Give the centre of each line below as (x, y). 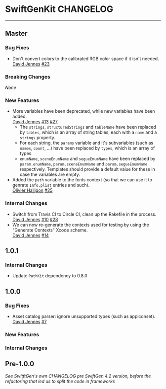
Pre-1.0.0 (20, 364)
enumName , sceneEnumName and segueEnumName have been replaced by (87, 159)
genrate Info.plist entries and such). (51, 185)
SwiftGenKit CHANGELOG (59, 9)
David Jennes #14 (31, 235)
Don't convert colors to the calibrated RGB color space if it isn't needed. (85, 59)
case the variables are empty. (50, 174)
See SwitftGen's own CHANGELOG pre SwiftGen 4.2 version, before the (78, 376)
